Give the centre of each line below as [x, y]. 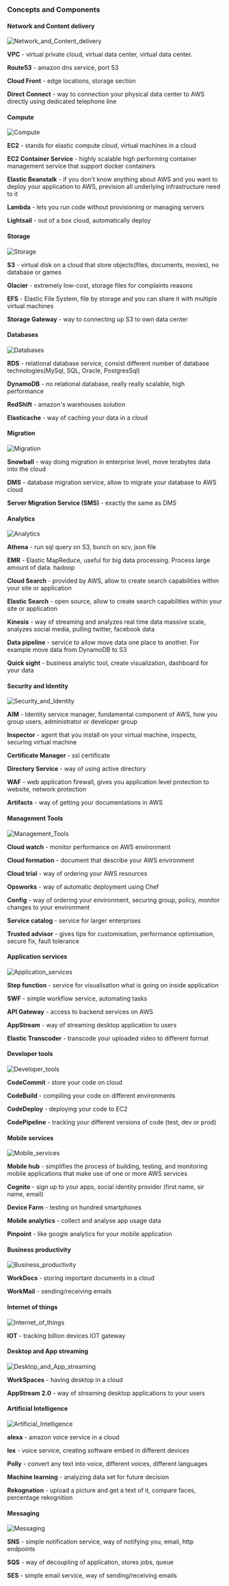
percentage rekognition [40, 1497]
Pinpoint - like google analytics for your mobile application [90, 1234]
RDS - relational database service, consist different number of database [108, 363]
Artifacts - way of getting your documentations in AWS [85, 803]
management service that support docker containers [81, 166]
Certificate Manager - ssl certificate [59, 755]
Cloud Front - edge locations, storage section [72, 81]
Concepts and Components [54, 10]
